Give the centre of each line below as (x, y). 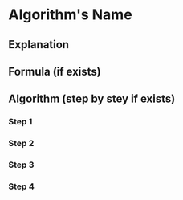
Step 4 (21, 186)
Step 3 (21, 165)
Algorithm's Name (70, 15)
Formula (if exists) (55, 71)
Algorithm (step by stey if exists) (92, 99)
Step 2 (21, 144)
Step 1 (20, 122)
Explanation (39, 45)
